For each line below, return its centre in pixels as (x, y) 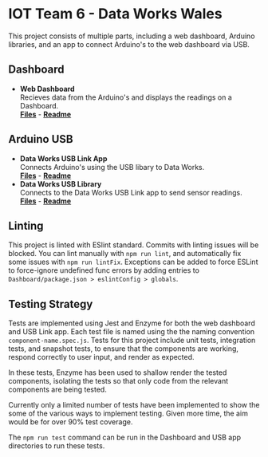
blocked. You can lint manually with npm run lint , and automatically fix (125, 254)
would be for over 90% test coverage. (71, 422)
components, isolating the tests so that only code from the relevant (118, 381)
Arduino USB (41, 139)
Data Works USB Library (61, 183)
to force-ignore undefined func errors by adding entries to (104, 270)
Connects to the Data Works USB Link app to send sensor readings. (131, 192)
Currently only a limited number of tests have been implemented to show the (134, 405)
